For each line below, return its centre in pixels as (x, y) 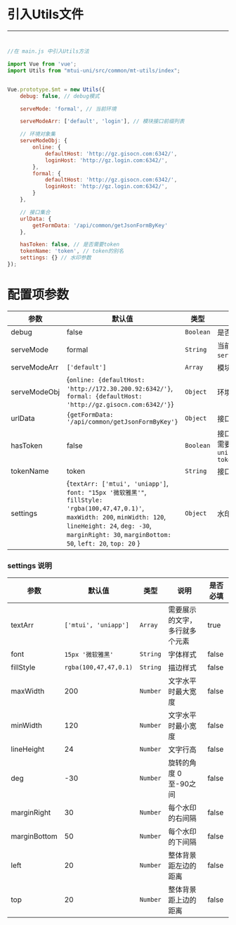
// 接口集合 (35, 212)
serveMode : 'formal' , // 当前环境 (68, 109)
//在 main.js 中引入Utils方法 (48, 51)
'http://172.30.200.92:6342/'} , (120, 388)
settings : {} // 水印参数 (55, 258)
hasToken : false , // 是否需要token (70, 245)
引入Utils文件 (46, 14)
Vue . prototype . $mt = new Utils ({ (56, 89)
